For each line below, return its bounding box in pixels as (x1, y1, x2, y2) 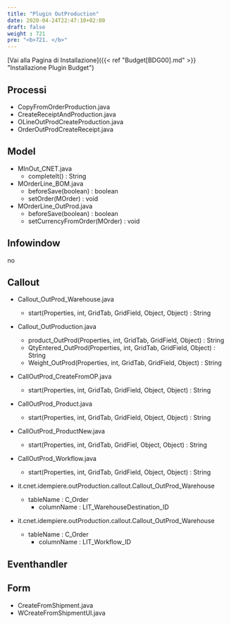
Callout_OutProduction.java (17, 323, 96, 331)
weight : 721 (7, 30, 46, 37)
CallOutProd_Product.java (17, 400, 93, 408)
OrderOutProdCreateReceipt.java (17, 125, 114, 133)
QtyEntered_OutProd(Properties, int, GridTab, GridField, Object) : (27, 344, 216, 352)
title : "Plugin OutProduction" (7, 10, 99, 18)
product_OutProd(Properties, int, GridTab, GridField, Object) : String (27, 336, 225, 344)
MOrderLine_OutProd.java (17, 202, 93, 210)
